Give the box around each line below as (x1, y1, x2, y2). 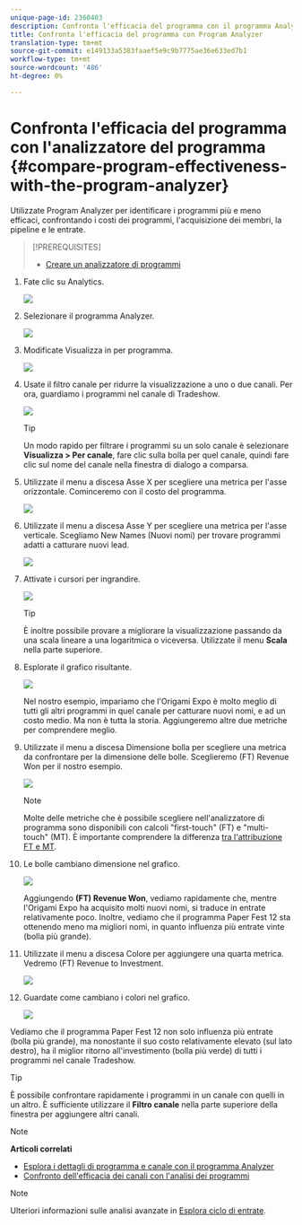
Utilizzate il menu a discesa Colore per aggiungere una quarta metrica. (22, 948, 285, 958)
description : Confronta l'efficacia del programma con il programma (10, 22, 272, 31)
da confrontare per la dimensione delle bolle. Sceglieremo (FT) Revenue (22, 751, 289, 762)
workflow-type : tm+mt (10, 55, 91, 64)
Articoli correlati (10, 1143, 73, 1154)
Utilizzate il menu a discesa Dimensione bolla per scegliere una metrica (22, 741, 287, 752)
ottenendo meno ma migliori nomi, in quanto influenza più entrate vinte (22, 921, 285, 932)
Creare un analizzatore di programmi (45, 258, 182, 269)
